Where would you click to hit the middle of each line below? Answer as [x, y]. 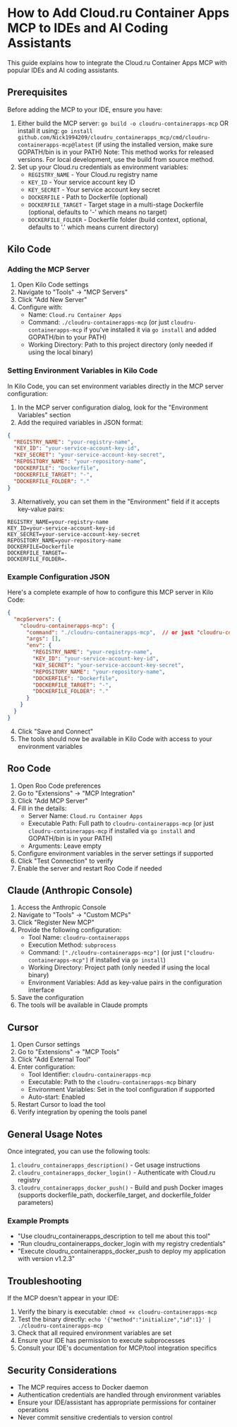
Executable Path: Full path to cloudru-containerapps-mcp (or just [121, 823]
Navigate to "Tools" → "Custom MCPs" [74, 915]
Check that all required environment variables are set [95, 1333]
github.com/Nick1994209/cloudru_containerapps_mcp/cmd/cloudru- [114, 137]
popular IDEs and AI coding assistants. [63, 70]
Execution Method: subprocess [72, 945]
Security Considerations [62, 1370]
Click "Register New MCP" [56, 922]
